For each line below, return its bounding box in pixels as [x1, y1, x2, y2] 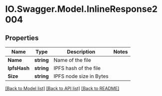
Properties [5, 34, 39, 42]
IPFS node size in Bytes [53, 73, 109, 80]
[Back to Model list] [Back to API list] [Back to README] [5, 86, 120, 91]
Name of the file [53, 57, 91, 63]
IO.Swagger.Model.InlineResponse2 [5, 3, 158, 15]
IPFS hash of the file [53, 65, 101, 71]
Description [67, 48, 96, 55]
